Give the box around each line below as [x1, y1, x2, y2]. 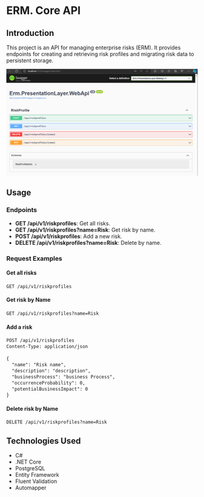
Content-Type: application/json [6, 344, 88, 350]
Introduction [6, 28, 55, 38]
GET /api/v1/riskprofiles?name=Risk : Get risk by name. [15, 226, 156, 233]
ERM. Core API [6, 4, 81, 18]
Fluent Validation [15, 478, 58, 485]
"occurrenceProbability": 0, [12, 380, 86, 386]
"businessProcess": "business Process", [12, 374, 115, 380]
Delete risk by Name [6, 405, 59, 412]
